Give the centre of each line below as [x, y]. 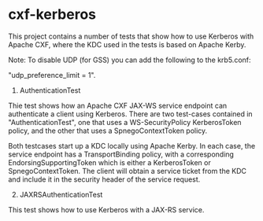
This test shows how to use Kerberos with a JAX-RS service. [106, 209]
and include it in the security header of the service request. [104, 179]
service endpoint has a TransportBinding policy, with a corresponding [121, 154]
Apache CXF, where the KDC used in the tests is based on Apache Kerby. [127, 44]
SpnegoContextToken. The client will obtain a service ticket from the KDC [127, 171]
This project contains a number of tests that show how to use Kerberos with [131, 36]
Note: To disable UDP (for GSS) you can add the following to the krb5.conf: [130, 60]
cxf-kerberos [52, 15]
